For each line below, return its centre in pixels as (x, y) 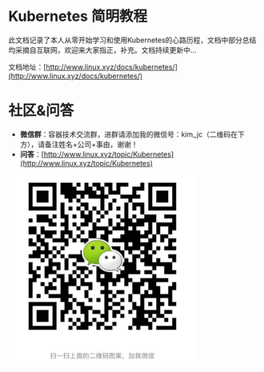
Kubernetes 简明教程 (78, 16)
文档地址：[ (27, 67)
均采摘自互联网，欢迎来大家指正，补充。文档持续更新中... (103, 49)
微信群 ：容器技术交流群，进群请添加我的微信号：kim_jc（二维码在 (129, 134)
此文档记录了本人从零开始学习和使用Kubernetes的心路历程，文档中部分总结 (132, 40)
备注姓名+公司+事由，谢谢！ (91, 144)
